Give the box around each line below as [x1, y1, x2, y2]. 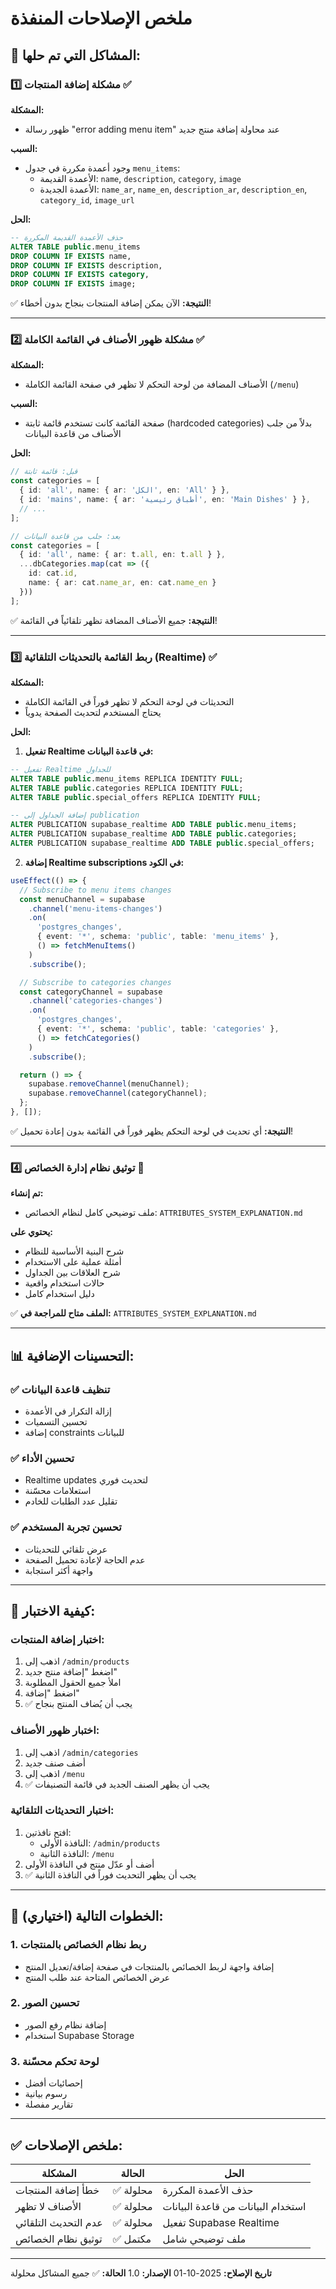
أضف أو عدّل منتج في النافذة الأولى [24, 1858, 155, 1870]
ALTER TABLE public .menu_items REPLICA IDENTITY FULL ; [10, 773, 244, 784]
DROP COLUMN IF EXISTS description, [10, 260, 163, 271]
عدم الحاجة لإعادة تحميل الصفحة [24, 1553, 146, 1566]
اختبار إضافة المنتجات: [10, 1632, 105, 1646]
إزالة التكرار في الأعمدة [24, 1405, 112, 1417]
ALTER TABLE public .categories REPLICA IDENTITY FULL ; [10, 783, 244, 793]
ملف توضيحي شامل [162, 2232, 247, 2246]
